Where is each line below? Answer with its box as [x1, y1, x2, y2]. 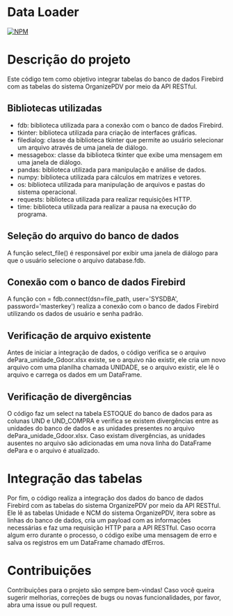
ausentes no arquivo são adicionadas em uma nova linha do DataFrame [7, 439, 212, 447]
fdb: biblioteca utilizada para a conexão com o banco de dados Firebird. [17, 121, 224, 129]
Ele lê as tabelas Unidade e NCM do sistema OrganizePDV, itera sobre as [7, 509, 216, 517]
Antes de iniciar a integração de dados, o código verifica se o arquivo [7, 348, 207, 356]
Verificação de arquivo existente [7, 329, 152, 342]
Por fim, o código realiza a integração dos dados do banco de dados [7, 493, 204, 502]
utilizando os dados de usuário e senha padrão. [7, 310, 144, 318]
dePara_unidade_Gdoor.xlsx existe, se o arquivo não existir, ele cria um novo [7, 356, 226, 364]
